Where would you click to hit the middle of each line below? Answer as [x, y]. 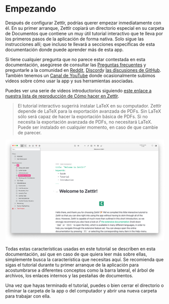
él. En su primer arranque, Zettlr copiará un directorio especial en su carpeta [85, 28]
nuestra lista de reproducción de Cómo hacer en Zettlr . [62, 96]
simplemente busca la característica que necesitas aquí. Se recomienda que [84, 260]
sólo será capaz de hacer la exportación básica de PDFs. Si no [82, 116]
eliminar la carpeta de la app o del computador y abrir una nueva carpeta [81, 291]
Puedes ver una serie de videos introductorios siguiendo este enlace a [78, 90]
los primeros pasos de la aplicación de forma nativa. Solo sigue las [75, 39]
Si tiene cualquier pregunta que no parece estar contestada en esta [75, 59]
